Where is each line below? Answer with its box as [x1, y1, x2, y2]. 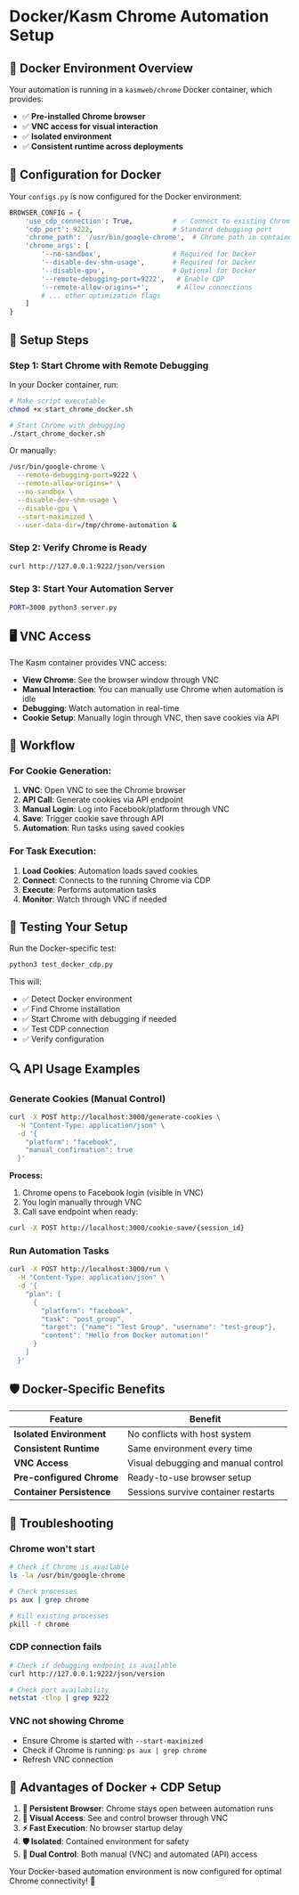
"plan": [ [25, 1289, 62, 1298]
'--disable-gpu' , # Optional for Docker [41, 265, 256, 275]
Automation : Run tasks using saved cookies [21, 822, 185, 834]
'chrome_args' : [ [25, 241, 90, 250]
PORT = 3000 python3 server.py [9, 603, 117, 612]
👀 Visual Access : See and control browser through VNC [21, 1813, 229, 1824]
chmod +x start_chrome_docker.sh [9, 404, 133, 413]
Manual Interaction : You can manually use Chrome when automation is [21, 683, 284, 694]
